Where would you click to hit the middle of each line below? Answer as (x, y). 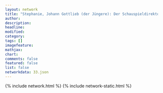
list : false (17, 68)
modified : (15, 32)
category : (15, 37)
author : (13, 18)
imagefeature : (19, 45)
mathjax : (14, 50)
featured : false (21, 63)
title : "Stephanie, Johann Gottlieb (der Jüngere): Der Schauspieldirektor (83, 14)
